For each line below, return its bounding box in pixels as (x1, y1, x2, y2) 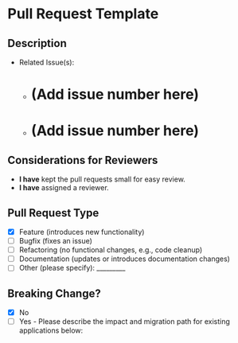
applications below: (18, 325, 84, 335)
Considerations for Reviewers (7, 153, 158, 167)
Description (7, 37, 67, 50)
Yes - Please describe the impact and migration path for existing (18, 317, 230, 326)
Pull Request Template (7, 5, 159, 23)
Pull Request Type (7, 206, 99, 220)
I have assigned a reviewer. (18, 183, 109, 193)
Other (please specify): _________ (18, 263, 126, 273)
